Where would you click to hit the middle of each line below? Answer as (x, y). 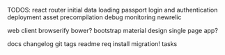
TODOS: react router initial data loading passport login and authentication (113, 10)
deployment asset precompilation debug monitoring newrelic (94, 17)
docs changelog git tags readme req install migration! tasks (92, 44)
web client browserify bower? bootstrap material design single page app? (113, 31)
